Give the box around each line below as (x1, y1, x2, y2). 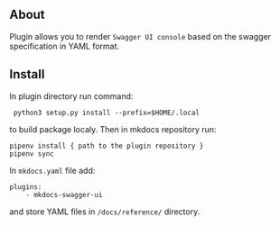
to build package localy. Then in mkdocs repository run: (9, 123, 217, 134)
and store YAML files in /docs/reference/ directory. (9, 206, 201, 217)
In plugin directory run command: (9, 90, 134, 102)
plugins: (9, 182, 42, 192)
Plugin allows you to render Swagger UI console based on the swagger (9, 31, 272, 41)
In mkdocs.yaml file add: (9, 165, 96, 176)
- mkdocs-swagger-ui (25, 190, 103, 199)
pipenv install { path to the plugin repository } (9, 141, 204, 150)
